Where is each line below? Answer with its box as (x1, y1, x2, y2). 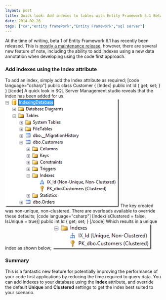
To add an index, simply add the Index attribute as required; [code (5, 77, 139, 83)
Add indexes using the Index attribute (5, 66, 97, 73)
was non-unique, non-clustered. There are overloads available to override (5, 208, 156, 214)
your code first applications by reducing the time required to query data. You (5, 273, 161, 279)
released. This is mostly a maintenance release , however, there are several (5, 43, 157, 49)
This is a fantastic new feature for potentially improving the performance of (5, 268, 158, 274)
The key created (120, 203, 154, 209)
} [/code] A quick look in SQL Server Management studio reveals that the (5, 87, 153, 93)
